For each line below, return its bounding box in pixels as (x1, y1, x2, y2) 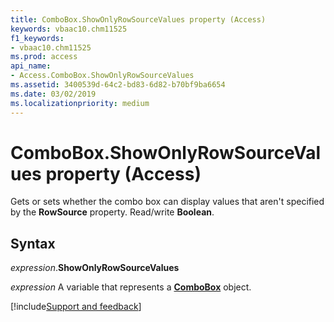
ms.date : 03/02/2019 (10, 89, 97, 99)
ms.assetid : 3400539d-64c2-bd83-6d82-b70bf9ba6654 (10, 80, 226, 90)
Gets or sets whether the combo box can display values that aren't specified (10, 196, 325, 208)
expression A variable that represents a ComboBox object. (10, 281, 252, 293)
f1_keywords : (10, 33, 65, 43)
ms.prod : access (10, 52, 78, 62)
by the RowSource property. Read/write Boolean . (10, 206, 215, 218)
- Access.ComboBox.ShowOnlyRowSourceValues (10, 71, 195, 81)
